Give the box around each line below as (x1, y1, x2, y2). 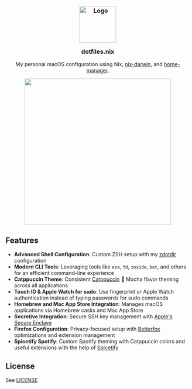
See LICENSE (5, 376, 38, 383)
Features (5, 235, 39, 245)
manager (86, 67, 108, 74)
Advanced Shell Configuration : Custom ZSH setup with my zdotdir (13, 251, 177, 258)
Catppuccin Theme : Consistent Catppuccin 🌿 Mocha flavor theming (13, 276, 179, 283)
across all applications (13, 282, 68, 289)
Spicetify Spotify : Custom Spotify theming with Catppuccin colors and (13, 338, 185, 345)
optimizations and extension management (13, 332, 115, 339)
